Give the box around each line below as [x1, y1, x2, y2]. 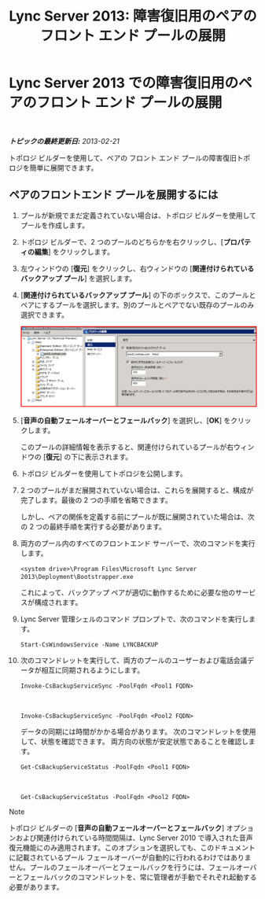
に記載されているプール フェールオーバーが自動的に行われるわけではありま [9, 853, 252, 862]
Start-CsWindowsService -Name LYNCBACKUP [20, 640, 158, 649]
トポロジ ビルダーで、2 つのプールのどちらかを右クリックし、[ [20, 237, 223, 246]
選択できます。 [20, 310, 69, 319]
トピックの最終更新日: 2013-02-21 [9, 136, 120, 146]
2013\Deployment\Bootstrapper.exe [20, 573, 134, 580]
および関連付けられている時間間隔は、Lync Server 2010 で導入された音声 [15, 833, 254, 842]
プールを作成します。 [20, 220, 90, 230]
